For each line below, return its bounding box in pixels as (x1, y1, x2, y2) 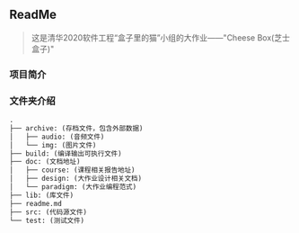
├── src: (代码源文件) (9, 207, 88, 217)
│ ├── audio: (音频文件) (9, 132, 105, 141)
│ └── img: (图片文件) (9, 140, 97, 149)
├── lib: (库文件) (9, 191, 75, 200)
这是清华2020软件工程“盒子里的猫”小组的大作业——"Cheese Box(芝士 (31, 31, 290, 43)
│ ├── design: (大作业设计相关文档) (9, 175, 142, 184)
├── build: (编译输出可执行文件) (9, 148, 123, 158)
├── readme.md (9, 199, 63, 208)
